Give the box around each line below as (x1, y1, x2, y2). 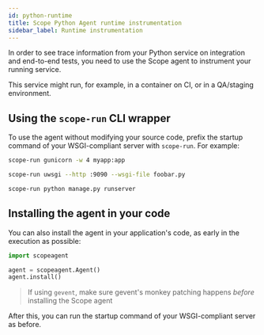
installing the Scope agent (27, 296, 113, 306)
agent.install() (8, 273, 62, 281)
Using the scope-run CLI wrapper (8, 112, 172, 125)
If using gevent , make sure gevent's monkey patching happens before (27, 287, 255, 297)
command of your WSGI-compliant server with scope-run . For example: (8, 141, 239, 150)
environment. (8, 89, 51, 98)
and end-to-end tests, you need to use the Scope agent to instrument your (8, 56, 251, 66)
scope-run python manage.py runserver (8, 185, 136, 192)
